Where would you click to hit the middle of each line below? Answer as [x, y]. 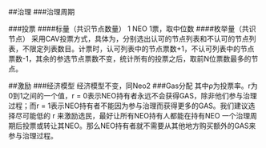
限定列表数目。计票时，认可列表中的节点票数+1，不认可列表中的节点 [142, 49]
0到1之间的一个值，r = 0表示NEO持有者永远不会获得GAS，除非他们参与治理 [133, 96]
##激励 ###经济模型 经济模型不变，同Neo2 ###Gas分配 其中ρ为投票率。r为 [133, 86]
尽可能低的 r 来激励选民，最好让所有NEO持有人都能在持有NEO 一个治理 [133, 116]
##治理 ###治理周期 [42, 12]
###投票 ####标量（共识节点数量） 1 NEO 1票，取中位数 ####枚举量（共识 [132, 29]
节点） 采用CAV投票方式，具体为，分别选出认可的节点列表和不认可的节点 [129, 39]
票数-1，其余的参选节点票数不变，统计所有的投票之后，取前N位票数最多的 [130, 59]
